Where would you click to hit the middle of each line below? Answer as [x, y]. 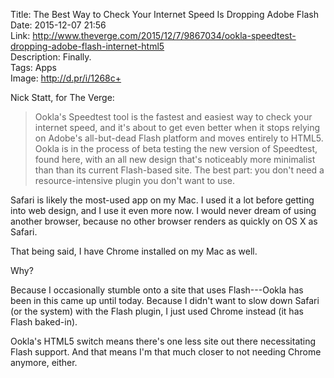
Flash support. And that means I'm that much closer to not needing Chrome [166, 352]
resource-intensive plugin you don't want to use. [135, 180]
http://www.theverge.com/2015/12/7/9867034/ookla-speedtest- [164, 35]
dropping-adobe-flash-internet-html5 [87, 46]
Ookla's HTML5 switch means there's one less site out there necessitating [163, 341]
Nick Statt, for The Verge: [62, 97]
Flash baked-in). [44, 322]
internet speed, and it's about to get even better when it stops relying [177, 127]
